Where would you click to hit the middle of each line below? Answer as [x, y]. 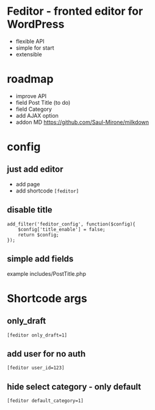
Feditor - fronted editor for [75, 11]
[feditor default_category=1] [45, 401]
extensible [29, 54]
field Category [34, 109]
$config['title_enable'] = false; [62, 229]
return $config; [39, 235]
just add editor [35, 169]
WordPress [36, 24]
